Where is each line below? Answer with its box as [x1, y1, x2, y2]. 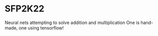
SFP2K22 [5, 3, 45, 14]
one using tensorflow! [19, 24, 64, 30]
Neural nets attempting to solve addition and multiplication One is [5, 19, 140, 25]
